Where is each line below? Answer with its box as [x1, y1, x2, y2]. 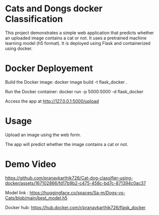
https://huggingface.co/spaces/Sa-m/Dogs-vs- [29, 189, 126, 195]
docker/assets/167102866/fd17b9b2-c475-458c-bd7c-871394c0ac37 [5, 180, 146, 186]
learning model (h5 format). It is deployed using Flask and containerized [5, 40, 151, 46]
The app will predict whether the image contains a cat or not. [5, 141, 129, 147]
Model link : [5, 189, 28, 195]
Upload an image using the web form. [5, 132, 81, 138]
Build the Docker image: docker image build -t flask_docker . [5, 79, 128, 85]
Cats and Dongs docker [5, 3, 103, 14]
